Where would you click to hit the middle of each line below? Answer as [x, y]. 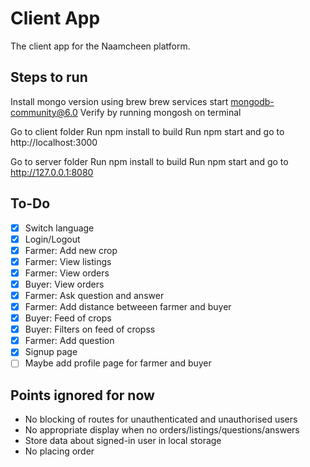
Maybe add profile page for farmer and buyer [118, 363]
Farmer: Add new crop [71, 250]
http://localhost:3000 [54, 142]
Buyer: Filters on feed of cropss [90, 329]
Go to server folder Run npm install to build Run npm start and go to [149, 161]
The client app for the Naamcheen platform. [100, 46]
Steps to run [49, 77]
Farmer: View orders [67, 273]
